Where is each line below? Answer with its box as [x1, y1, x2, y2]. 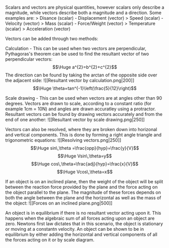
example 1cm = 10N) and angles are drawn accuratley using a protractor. [5, 106, 156, 112]
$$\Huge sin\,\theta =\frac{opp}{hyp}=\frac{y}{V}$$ [30, 145, 140, 151]
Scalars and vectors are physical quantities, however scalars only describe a [5, 5, 164, 10]
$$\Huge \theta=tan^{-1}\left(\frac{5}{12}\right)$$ [32, 86, 137, 91]
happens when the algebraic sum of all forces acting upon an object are [5, 215, 155, 221]
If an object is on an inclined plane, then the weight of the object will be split [5, 179, 163, 184]
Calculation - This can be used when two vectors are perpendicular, [5, 46, 146, 51]
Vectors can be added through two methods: [5, 35, 98, 42]
